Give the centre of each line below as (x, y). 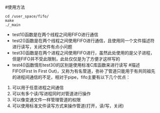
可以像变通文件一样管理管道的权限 (46, 100)
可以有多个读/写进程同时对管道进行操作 (51, 94)
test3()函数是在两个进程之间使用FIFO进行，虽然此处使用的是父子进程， (83, 53)
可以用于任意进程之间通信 (38, 87)
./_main (13, 25)
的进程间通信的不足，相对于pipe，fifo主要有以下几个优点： (71, 77)
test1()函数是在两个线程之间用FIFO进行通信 (55, 35)
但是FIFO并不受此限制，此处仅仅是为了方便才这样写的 (66, 59)
